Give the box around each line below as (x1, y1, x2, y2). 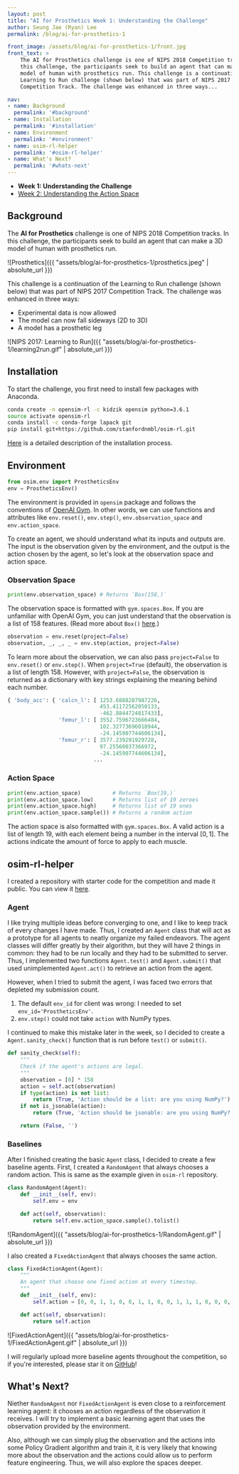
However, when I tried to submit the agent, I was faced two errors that (7, 978, 213, 987)
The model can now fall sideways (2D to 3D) (17, 315, 148, 325)
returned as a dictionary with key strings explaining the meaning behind (7, 675, 218, 683)
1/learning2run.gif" (7, 345, 63, 353)
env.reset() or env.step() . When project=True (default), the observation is (7, 660, 228, 669)
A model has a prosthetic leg (17, 323, 102, 332)
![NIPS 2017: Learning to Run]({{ (7, 337, 102, 346)
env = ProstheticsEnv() (7, 484, 78, 492)
